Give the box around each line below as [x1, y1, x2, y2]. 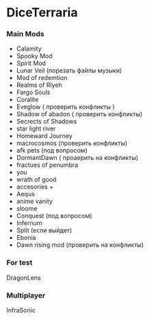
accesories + [16, 183, 54, 191]
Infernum [16, 219, 42, 227]
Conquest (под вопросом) [16, 212, 92, 220]
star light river [16, 124, 56, 133]
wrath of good [16, 176, 57, 184]
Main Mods [6, 29, 45, 39]
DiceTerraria [6, 5, 78, 21]
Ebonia [16, 234, 36, 242]
